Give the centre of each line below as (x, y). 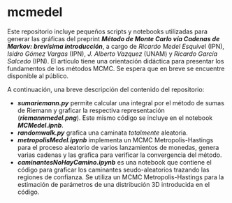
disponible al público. (38, 76)
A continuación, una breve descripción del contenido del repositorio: (106, 89)
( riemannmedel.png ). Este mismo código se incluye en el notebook (115, 118)
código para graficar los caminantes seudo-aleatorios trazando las (113, 170)
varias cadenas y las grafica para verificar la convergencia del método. (119, 155)
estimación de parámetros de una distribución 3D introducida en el (114, 184)
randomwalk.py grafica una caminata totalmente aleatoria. (103, 133)
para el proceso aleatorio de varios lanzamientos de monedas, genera (118, 147)
